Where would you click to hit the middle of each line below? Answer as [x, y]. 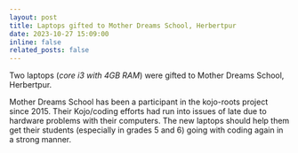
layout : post [33, 17]
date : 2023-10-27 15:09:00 [59, 34]
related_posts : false [49, 50]
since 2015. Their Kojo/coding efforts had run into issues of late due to [138, 111]
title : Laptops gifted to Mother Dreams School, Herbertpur [123, 26]
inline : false [36, 42]
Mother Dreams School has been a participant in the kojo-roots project [139, 102]
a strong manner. [40, 140]
